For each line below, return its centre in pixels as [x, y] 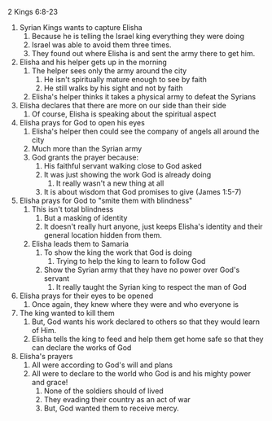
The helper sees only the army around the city [109, 71]
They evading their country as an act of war [117, 399]
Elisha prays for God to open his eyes [82, 123]
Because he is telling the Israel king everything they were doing [138, 36]
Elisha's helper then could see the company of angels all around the [145, 131]
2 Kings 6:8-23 [33, 12]
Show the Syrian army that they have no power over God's [142, 270]
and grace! [50, 382]
